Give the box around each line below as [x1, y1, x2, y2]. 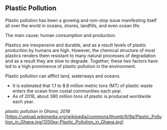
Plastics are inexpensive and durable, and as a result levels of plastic [5, 42, 147, 48]
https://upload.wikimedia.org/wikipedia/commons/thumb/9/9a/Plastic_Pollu [6, 113, 162, 119]
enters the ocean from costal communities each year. [12, 87, 122, 94]
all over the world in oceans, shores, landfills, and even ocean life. [5, 22, 141, 28]
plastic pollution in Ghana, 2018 [5, 108, 70, 114]
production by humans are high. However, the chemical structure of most [5, 47, 156, 53]
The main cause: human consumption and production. [5, 32, 116, 38]
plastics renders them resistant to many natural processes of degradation [5, 52, 156, 58]
